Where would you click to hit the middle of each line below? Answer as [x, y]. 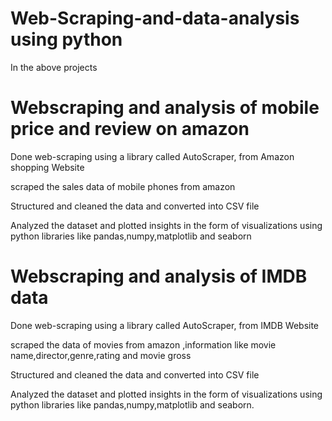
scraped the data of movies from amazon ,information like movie [143, 344]
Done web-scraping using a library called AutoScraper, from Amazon [152, 156]
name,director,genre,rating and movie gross [101, 355]
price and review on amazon [130, 129]
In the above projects [54, 67]
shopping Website [47, 167]
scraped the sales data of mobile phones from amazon [123, 186]
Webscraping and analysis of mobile [165, 108]
